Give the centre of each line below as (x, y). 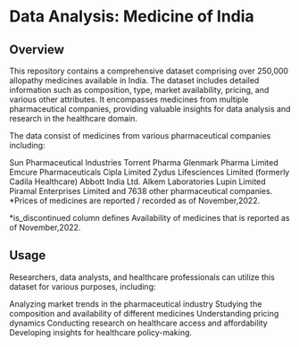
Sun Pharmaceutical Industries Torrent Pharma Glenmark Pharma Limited (144, 162)
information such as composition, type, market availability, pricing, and (139, 90)
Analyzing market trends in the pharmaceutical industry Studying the (136, 304)
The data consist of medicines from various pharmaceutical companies (140, 135)
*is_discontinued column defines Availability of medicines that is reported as (149, 218)
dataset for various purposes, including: (83, 286)
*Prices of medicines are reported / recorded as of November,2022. (135, 200)
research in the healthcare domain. (74, 118)
